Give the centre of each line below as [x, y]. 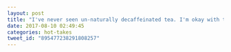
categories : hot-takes [40, 32]
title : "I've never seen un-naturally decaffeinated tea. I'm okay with [113, 20]
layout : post [26, 13]
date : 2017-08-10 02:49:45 [46, 26]
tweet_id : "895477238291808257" [53, 38]
